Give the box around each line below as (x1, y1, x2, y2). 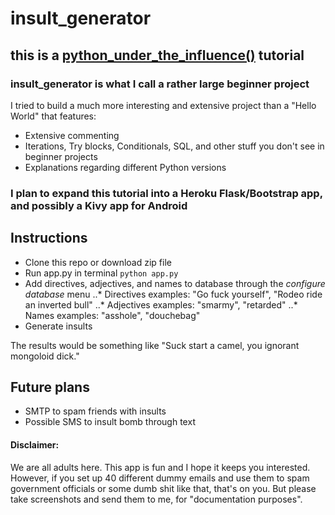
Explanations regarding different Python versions (24, 161, 227, 173)
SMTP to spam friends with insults (24, 405, 167, 417)
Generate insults (24, 320, 93, 332)
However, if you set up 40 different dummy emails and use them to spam (10, 472, 310, 484)
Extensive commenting (24, 129, 120, 141)
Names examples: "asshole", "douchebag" (24, 309, 201, 321)
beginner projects (24, 150, 98, 162)
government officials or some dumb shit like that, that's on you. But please (10, 482, 317, 494)
